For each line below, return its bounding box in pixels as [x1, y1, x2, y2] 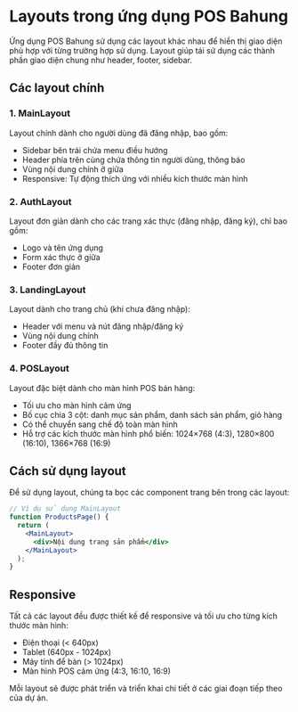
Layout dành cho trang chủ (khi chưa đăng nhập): [9, 304, 191, 315]
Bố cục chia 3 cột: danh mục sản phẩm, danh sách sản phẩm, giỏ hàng [21, 409, 283, 420]
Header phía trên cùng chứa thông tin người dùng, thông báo [21, 154, 246, 165]
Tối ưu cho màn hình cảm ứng [21, 399, 132, 411]
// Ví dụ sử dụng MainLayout [9, 504, 122, 513]
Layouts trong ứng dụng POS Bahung [9, 6, 289, 27]
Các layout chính [9, 80, 105, 95]
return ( [17, 521, 50, 530]
